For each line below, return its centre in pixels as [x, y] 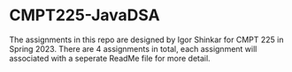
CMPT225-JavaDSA [85, 15]
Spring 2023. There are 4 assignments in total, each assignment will [133, 48]
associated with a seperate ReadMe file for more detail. [110, 58]
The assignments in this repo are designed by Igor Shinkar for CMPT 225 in [146, 40]
